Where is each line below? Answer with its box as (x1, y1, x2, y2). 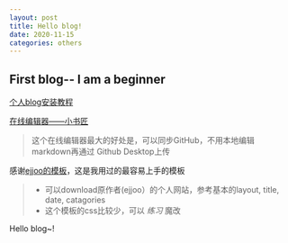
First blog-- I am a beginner (9, 71, 166, 86)
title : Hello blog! (9, 22, 83, 31)
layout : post (9, 13, 58, 22)
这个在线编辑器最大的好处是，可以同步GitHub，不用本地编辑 (31, 135, 255, 146)
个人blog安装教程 (9, 96, 74, 108)
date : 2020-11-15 (9, 30, 75, 39)
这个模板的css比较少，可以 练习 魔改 (44, 205, 182, 216)
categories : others (9, 38, 83, 48)
